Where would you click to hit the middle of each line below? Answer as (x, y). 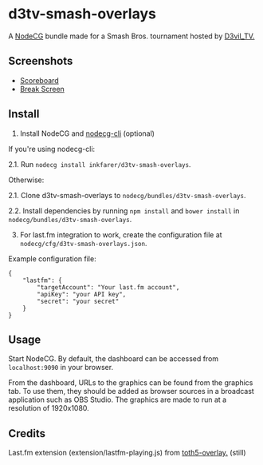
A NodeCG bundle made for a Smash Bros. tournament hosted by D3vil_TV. (131, 36)
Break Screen (42, 89)
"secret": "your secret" (78, 301)
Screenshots (41, 61)
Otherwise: (26, 180)
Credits (27, 433)
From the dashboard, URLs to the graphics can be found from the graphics (131, 383)
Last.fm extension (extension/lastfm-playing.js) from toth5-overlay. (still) (127, 453)
